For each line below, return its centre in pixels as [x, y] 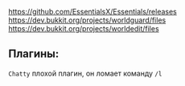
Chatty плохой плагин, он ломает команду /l [85, 73]
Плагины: [34, 54]
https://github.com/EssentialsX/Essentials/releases [92, 12]
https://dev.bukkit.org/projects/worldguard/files [87, 20]
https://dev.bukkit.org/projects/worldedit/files [84, 29]
